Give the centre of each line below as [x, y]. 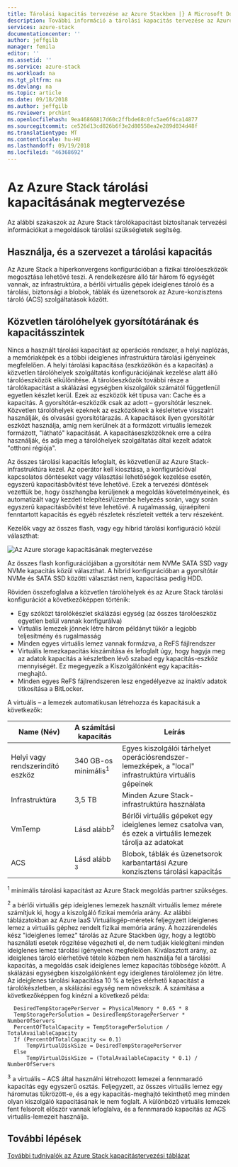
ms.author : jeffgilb [38, 106]
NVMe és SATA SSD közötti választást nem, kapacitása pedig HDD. [105, 578]
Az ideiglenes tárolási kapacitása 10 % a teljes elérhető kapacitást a [106, 980]
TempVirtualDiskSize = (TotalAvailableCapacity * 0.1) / [112, 1058]
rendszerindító [35, 765]
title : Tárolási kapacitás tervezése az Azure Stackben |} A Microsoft [115, 14]
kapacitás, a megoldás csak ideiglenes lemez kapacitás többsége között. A [117, 965]
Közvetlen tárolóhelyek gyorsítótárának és [103, 322]
